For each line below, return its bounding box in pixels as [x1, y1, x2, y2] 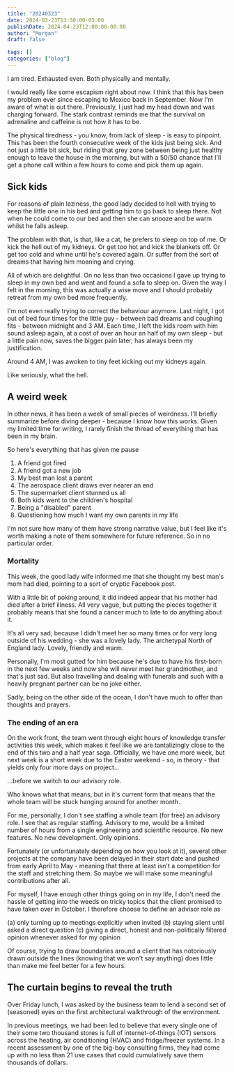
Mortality [7, 556, 40, 566]
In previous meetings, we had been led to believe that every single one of [7, 1021, 218, 1029]
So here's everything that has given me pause [7, 445, 139, 453]
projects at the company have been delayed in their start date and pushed [7, 854, 219, 863]
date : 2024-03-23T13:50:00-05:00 [7, 17, 104, 24]
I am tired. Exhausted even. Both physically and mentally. [7, 74, 171, 82]
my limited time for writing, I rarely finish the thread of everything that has [7, 424, 219, 432]
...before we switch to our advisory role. [7, 777, 122, 785]
